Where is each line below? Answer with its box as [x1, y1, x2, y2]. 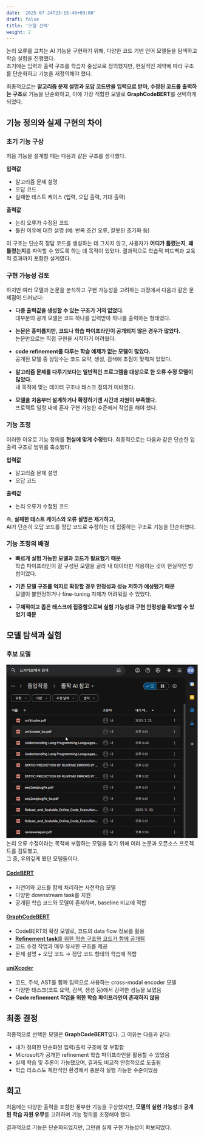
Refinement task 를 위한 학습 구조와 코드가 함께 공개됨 [15, 935, 145, 942]
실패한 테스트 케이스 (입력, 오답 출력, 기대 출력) [15, 193, 126, 200]
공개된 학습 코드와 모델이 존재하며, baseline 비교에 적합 [15, 899, 147, 906]
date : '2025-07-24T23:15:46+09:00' [6, 10, 97, 16]
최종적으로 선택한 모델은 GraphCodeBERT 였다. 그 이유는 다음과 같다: [6, 1030, 171, 1038]
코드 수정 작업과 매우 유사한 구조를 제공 [15, 942, 108, 950]
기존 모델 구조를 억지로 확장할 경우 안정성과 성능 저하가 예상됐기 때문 [15, 582, 175, 590]
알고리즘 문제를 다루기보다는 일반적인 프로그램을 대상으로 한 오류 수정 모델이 [15, 368, 193, 376]
